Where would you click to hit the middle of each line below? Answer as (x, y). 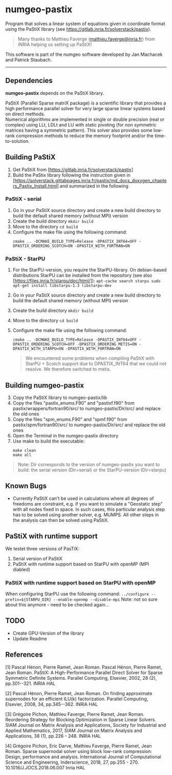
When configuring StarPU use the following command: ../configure (77, 594)
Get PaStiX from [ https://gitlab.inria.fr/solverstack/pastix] (73, 170)
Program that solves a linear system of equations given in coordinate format (85, 24)
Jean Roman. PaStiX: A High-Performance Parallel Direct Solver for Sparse (84, 673)
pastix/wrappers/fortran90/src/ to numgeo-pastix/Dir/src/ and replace (87, 408)
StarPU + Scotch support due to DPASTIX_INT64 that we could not (96, 364)
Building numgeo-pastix (45, 385)
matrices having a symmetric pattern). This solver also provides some (79, 130)
